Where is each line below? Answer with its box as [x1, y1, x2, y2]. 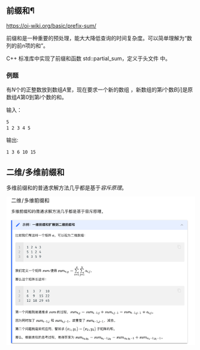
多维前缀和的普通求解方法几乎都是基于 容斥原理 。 [6, 184, 127, 191]
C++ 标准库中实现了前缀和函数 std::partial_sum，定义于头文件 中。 [6, 55, 171, 62]
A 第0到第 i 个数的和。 [17, 94, 67, 101]
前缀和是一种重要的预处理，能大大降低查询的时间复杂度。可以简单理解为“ [6, 34, 187, 41]
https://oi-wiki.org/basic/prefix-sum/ [6, 22, 97, 29]
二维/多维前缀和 [6, 167, 65, 177]
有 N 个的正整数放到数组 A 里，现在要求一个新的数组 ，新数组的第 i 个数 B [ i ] [6, 86, 183, 93]
